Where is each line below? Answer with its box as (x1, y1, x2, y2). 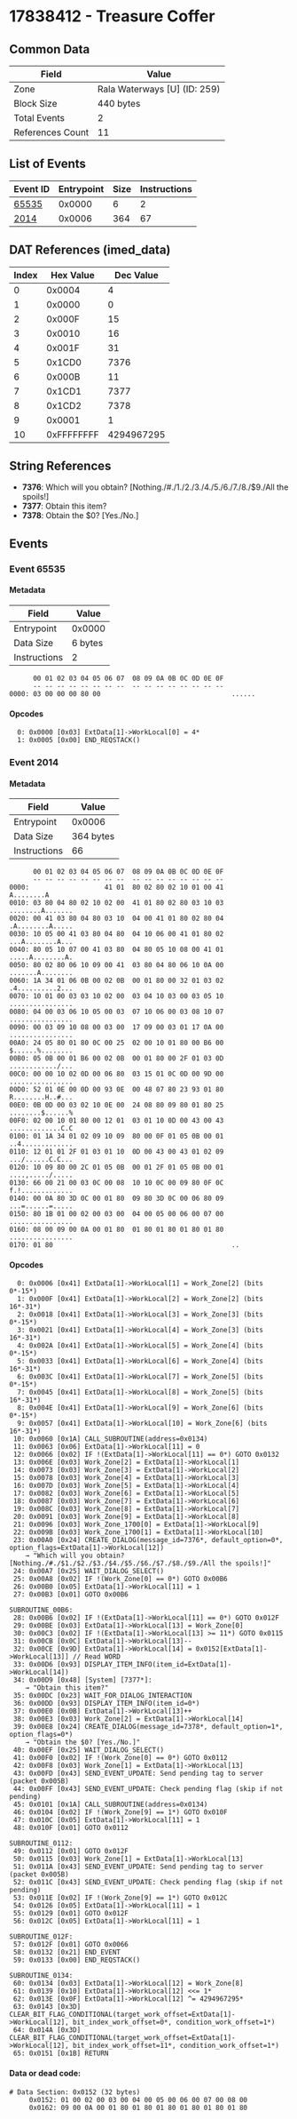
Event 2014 (9, 756, 59, 769)
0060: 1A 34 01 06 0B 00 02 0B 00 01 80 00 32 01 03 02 (9, 976, 224, 986)
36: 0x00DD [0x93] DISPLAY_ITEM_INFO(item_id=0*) (12, 1699, 200, 1708)
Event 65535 (9, 563, 66, 575)
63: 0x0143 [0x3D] (12, 2003, 82, 2011)
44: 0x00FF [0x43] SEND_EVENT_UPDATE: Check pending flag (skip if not (12, 1785, 284, 1794)
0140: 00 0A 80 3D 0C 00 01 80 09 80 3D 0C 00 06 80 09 (9, 1194, 224, 1203)
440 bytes (97, 98, 141, 109)
